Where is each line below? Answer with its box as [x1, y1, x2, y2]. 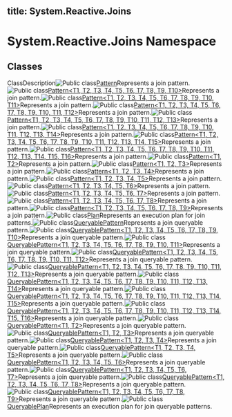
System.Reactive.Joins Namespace [7, 33, 217, 49]
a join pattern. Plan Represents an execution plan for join [7, 211, 206, 220]
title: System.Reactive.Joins [7, 6, 132, 17]
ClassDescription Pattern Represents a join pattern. [7, 79, 191, 87]
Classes [7, 60, 43, 72]
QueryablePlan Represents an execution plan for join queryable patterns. [7, 402, 213, 411]
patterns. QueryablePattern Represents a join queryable [7, 219, 204, 227]
